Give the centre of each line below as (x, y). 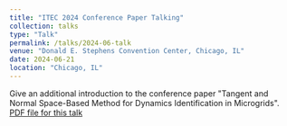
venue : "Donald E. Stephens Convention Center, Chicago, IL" (127, 51)
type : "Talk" (34, 34)
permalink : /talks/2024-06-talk (70, 43)
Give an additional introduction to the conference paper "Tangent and (139, 93)
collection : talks (44, 26)
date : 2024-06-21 (42, 59)
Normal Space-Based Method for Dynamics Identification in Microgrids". (144, 103)
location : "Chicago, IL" (56, 68)
